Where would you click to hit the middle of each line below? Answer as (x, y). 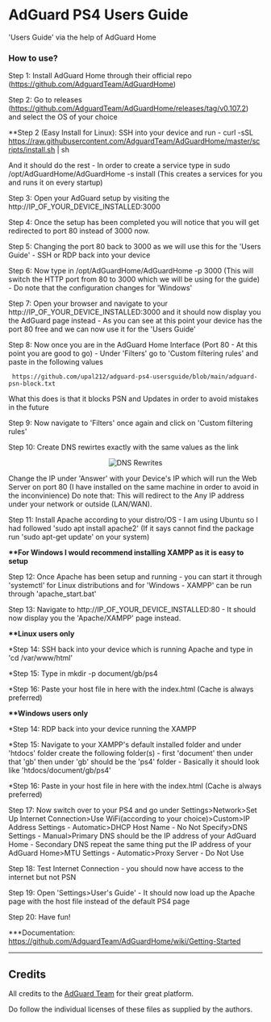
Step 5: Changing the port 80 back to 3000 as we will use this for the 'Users (135, 247)
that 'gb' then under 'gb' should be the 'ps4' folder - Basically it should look (134, 762)
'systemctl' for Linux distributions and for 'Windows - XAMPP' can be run (130, 586)
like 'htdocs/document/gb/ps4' (60, 770)
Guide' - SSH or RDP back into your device (79, 255)
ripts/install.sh (32, 150)
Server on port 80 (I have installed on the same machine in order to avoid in (134, 487)
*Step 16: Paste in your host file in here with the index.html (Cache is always (135, 786)
